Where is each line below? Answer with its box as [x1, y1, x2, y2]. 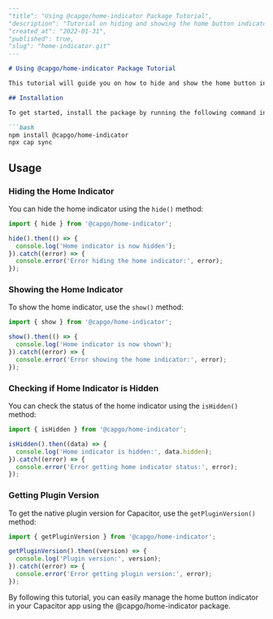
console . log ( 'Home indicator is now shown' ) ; [15, 340, 173, 349]
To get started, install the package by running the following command [8, 108, 256, 116]
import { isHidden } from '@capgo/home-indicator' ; [8, 425, 187, 434]
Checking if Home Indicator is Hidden [8, 382, 159, 393]
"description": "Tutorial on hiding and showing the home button [8, 20, 234, 28]
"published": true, [8, 34, 75, 43]
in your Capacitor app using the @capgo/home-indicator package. [8, 600, 232, 611]
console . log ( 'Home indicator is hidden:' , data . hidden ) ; [15, 447, 213, 456]
